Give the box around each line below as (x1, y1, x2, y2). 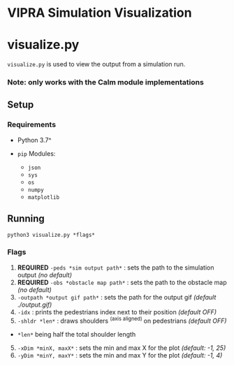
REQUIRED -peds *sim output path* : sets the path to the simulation (17, 263, 214, 272)
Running (7, 213, 45, 225)
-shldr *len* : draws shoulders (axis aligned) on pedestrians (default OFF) (17, 315, 227, 325)
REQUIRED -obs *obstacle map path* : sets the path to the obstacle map (17, 278, 227, 286)
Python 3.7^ (17, 136, 52, 144)
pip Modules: (17, 149, 56, 158)
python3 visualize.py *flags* (7, 231, 96, 238)
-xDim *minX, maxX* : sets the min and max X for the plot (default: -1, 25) (17, 344, 226, 352)
